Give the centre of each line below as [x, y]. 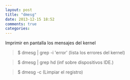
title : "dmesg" [21, 15]
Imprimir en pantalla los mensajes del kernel [50, 43]
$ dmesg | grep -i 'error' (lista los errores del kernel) [71, 53]
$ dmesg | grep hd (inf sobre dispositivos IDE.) [65, 62]
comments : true [21, 24]
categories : [17, 29]
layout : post [19, 10]
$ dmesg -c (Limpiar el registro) [50, 72]
